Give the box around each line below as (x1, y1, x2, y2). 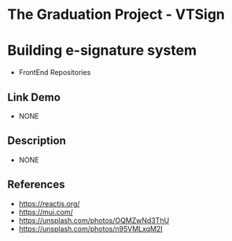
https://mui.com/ (18, 207, 73, 217)
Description (7, 134, 66, 147)
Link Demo (7, 91, 61, 104)
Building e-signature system (7, 42, 197, 60)
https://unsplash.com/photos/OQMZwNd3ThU (18, 215, 170, 225)
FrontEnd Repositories (18, 68, 91, 77)
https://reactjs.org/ (18, 198, 80, 208)
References (7, 178, 65, 191)
